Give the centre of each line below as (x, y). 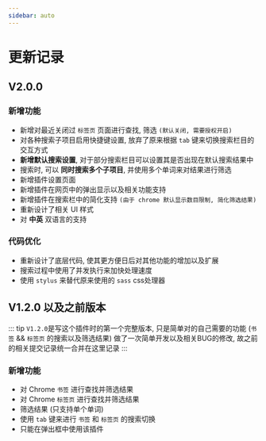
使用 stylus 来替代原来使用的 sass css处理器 (92, 280)
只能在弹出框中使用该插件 (62, 428)
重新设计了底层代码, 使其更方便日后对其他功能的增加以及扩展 (119, 260)
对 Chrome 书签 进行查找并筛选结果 (76, 389)
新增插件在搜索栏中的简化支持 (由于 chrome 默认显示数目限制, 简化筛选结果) (138, 199)
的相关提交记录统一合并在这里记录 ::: (68, 348)
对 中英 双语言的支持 (53, 219)
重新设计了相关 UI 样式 (56, 209)
